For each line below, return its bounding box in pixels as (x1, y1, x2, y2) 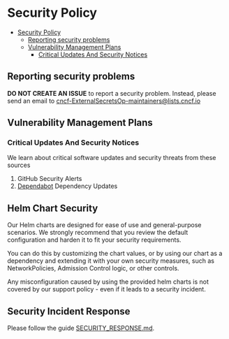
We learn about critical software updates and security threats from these (7, 154, 216, 162)
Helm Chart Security (7, 202, 98, 214)
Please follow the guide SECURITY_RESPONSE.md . (7, 324, 155, 333)
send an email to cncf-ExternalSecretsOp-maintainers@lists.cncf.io (7, 96, 201, 105)
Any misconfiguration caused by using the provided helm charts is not (7, 277, 209, 286)
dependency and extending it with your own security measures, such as (7, 257, 215, 265)
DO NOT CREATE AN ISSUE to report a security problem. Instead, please (7, 89, 216, 97)
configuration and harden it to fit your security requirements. (7, 236, 182, 244)
